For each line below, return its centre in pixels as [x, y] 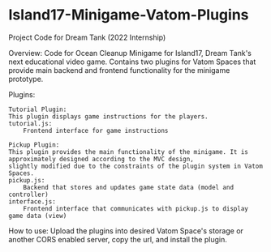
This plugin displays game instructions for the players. [108, 116]
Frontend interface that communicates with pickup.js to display [136, 208]
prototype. [26, 79]
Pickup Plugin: [34, 145]
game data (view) [38, 216]
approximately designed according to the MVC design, [101, 159]
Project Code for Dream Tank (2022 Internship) [87, 37]
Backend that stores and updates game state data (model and [128, 187]
